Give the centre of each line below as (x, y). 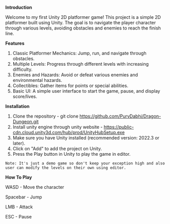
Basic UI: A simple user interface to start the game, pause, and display (86, 91)
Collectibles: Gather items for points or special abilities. (70, 86)
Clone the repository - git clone (46, 116)
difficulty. (22, 69)
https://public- (119, 127)
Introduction (19, 7)
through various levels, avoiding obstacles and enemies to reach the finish (83, 28)
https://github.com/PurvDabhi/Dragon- (120, 116)
